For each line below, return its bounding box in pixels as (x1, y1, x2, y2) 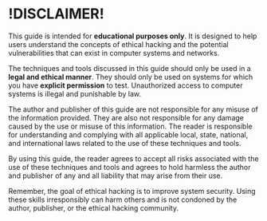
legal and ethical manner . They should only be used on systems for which (8, 72, 253, 81)
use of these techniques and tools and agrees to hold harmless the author (8, 162, 251, 172)
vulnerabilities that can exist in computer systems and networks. (8, 48, 220, 57)
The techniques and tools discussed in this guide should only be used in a (8, 63, 251, 73)
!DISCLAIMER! (8, 5, 105, 23)
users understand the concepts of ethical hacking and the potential (8, 39, 229, 49)
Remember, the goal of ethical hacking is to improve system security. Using (8, 186, 257, 195)
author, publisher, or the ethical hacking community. (8, 203, 179, 212)
